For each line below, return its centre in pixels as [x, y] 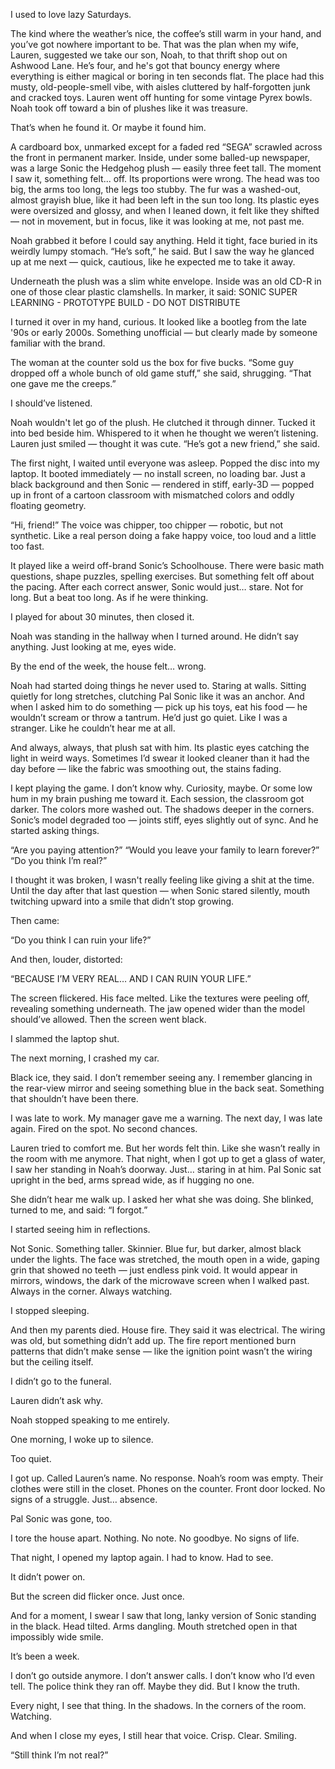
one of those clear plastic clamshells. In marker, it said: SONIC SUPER [154, 292]
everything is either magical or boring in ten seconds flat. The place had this [167, 76]
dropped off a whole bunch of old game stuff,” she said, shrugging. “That [161, 373]
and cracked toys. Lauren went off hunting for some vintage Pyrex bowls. [161, 97]
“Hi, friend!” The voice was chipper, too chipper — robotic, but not [147, 525]
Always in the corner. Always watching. [91, 1291]
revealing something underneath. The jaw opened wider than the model [158, 1008]
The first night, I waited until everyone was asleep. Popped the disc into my [165, 463]
